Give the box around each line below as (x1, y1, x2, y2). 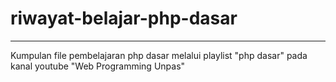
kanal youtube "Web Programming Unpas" (10, 60, 186, 72)
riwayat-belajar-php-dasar (10, 7, 238, 30)
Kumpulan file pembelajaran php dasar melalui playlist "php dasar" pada (10, 49, 308, 61)
